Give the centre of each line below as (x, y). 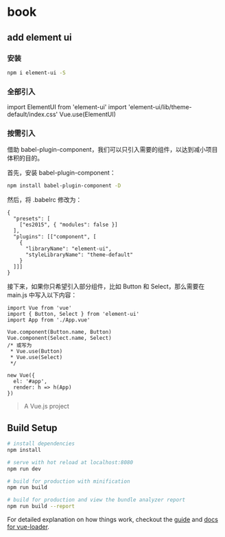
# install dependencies (41, 444)
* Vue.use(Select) (36, 358)
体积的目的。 (25, 158)
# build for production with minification (69, 481)
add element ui (39, 37)
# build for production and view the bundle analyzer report (96, 500)
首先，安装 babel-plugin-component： (61, 173)
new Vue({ (21, 376)
